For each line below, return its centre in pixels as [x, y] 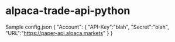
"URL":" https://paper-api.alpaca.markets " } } [59, 33]
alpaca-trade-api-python [68, 11]
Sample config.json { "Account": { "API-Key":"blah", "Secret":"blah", [87, 27]
